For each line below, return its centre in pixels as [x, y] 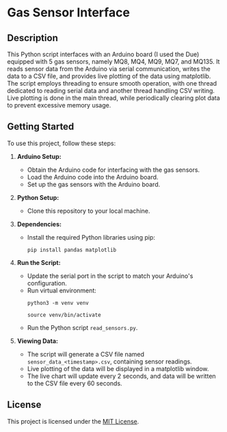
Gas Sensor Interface [68, 13]
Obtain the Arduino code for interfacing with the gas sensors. [113, 170]
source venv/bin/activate [64, 315]
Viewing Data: [38, 341]
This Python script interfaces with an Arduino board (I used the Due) [103, 54]
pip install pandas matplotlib [72, 250]
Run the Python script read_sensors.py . [82, 327]
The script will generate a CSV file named [86, 354]
